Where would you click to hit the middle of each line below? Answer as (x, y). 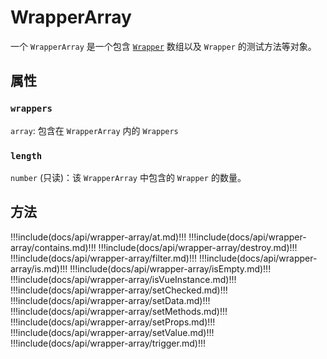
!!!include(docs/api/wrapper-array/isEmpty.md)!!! (170, 268)
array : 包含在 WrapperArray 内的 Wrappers (94, 130)
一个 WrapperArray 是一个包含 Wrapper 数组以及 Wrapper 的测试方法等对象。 (163, 46)
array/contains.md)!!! (53, 247)
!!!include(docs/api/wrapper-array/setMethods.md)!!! (119, 311)
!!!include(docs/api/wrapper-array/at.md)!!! (98, 237)
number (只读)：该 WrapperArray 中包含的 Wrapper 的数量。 (128, 177)
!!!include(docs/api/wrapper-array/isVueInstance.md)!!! (123, 279)
